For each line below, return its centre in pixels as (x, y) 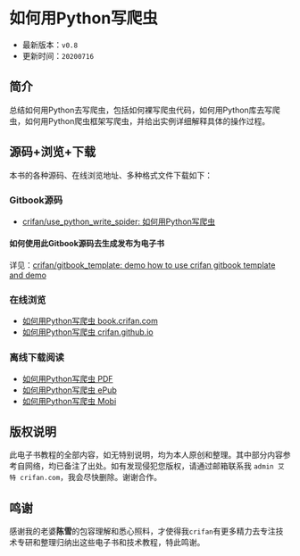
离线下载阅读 (37, 358)
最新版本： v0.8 (50, 45)
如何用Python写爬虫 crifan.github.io (87, 332)
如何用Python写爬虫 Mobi (69, 401)
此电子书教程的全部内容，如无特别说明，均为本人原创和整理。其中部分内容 (146, 455)
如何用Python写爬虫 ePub (70, 390)
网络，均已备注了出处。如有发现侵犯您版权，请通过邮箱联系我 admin (149, 466)
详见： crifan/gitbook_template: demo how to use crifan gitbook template (142, 265)
